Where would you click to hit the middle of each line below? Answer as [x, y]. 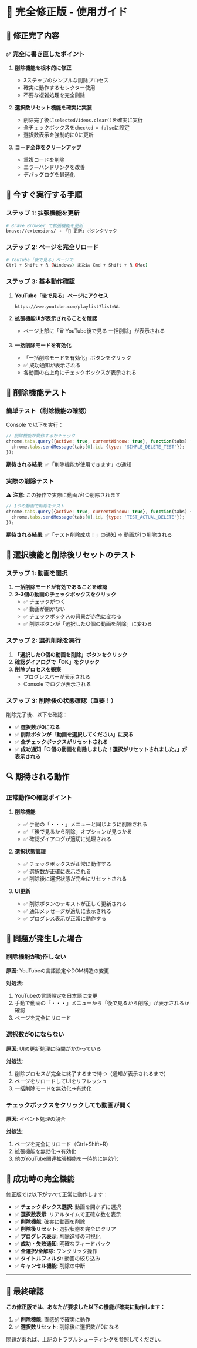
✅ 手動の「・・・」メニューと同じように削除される [85, 824]
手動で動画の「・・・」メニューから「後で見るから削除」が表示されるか [102, 1003]
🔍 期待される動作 [38, 777]
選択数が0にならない [35, 1035]
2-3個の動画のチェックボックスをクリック [65, 595]
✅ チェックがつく [44, 602]
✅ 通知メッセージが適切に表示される [67, 911]
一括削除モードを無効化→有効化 [53, 1088]
